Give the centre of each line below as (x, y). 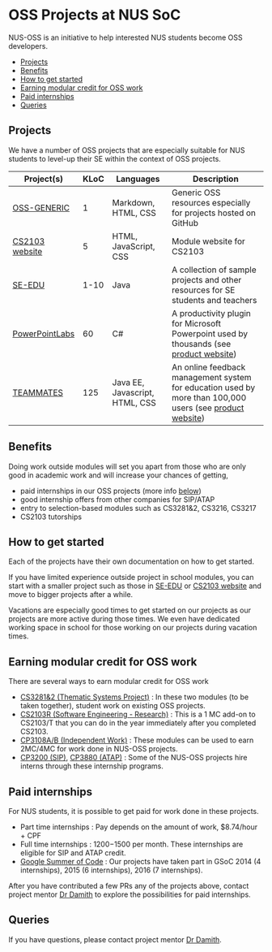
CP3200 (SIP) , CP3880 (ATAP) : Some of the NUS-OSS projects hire (134, 758)
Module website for (208, 241)
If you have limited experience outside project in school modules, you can (131, 578)
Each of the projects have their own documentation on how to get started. (132, 561)
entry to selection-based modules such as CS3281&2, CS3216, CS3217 (138, 508)
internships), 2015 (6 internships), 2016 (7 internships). (111, 870)
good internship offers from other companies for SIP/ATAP (117, 499)
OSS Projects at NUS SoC (95, 15)
